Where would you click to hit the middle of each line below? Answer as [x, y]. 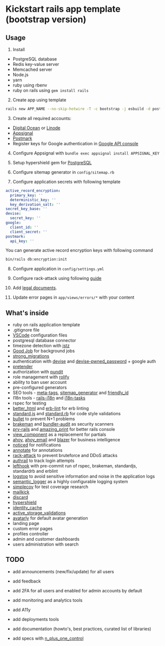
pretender [23, 367]
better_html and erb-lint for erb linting [51, 408]
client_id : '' [24, 227]
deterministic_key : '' [33, 200]
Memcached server [32, 69]
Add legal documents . [35, 288]
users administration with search [46, 544]
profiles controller [31, 534]
